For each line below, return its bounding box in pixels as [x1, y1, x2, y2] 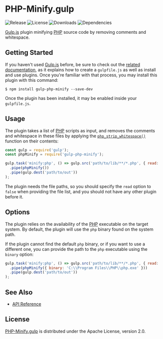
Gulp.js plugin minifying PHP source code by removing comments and [5, 29, 146, 35]
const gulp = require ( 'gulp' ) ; [5, 147, 69, 152]
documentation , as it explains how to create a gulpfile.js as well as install [5, 67, 156, 73]
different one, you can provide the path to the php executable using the [5, 246, 148, 252]
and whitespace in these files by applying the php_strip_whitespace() [5, 133, 146, 139]
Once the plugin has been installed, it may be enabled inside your [5, 95, 137, 101]
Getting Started [5, 48, 53, 57]
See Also [5, 288, 33, 296]
